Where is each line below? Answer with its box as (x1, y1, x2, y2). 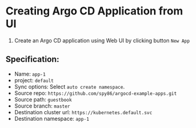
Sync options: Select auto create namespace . (14, 83, 125, 90)
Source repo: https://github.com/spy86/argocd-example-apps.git (14, 89, 177, 97)
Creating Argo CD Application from (5, 4, 183, 18)
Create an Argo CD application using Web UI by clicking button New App (14, 37, 190, 44)
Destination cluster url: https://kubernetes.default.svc (14, 108, 152, 115)
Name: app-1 (14, 70, 46, 78)
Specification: (5, 54, 59, 64)
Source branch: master (14, 102, 70, 109)
